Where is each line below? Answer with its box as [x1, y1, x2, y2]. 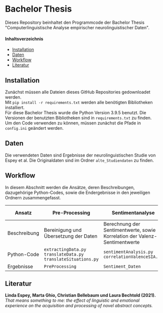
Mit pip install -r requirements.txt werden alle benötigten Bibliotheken [5, 99, 153, 105]
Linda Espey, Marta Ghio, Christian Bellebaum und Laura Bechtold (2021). [5, 293, 156, 298]
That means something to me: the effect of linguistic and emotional [5, 297, 140, 303]
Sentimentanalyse [111, 209, 155, 216]
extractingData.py [44, 246, 86, 252]
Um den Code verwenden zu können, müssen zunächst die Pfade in [5, 120, 141, 126]
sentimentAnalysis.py [103, 249, 154, 255]
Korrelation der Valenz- [103, 232, 158, 239]
